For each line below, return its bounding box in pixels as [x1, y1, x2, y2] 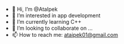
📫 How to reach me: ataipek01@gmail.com [11, 32, 118, 38]
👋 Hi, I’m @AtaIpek [11, 6, 58, 12]
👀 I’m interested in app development [11, 12, 101, 19]
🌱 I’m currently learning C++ [11, 18, 82, 25]
